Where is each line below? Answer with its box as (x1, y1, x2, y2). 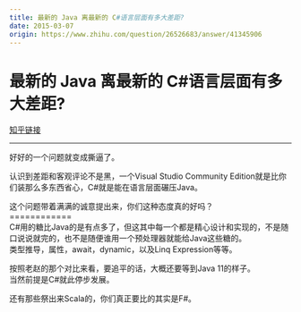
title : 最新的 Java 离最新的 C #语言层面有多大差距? (9, 13, 185, 22)
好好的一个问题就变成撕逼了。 (9, 152, 119, 163)
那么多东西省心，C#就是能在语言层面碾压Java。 (24, 182, 203, 193)
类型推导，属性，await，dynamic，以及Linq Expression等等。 (9, 244, 237, 255)
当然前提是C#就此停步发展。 (9, 274, 115, 285)
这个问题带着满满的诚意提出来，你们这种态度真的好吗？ (9, 201, 213, 212)
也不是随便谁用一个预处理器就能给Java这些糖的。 (64, 233, 247, 244)
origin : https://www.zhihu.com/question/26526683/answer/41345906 (9, 30, 262, 38)
